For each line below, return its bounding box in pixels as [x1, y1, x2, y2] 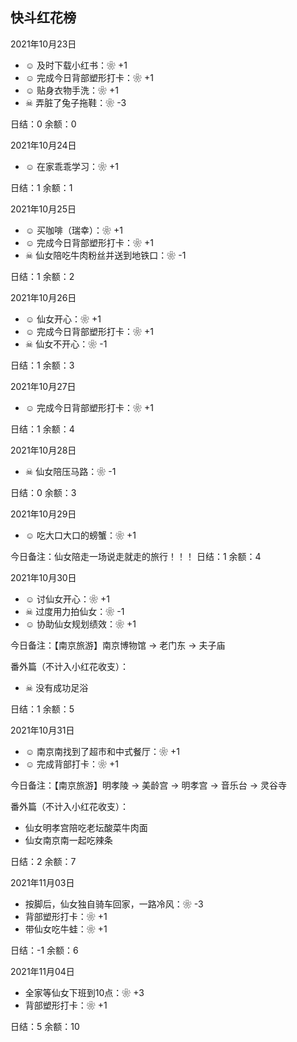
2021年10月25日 [10, 203, 77, 215]
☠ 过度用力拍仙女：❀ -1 [24, 605, 125, 617]
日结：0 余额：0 [10, 118, 77, 130]
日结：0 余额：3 [10, 486, 77, 498]
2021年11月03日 [10, 876, 75, 888]
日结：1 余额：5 [10, 703, 75, 715]
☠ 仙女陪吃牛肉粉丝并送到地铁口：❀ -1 [24, 249, 187, 261]
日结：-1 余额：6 [10, 944, 79, 956]
